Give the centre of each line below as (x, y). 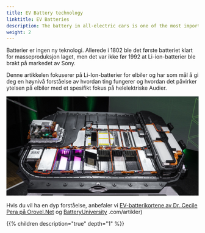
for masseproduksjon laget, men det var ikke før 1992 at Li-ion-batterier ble (101, 57)
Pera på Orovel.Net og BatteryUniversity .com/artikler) (74, 212)
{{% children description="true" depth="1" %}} (65, 224)
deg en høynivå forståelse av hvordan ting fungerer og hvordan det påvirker (102, 82)
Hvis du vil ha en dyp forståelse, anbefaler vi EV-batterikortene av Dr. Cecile (102, 206)
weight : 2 (19, 32)
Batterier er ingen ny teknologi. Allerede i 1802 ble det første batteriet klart (100, 50)
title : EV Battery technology (45, 13)
